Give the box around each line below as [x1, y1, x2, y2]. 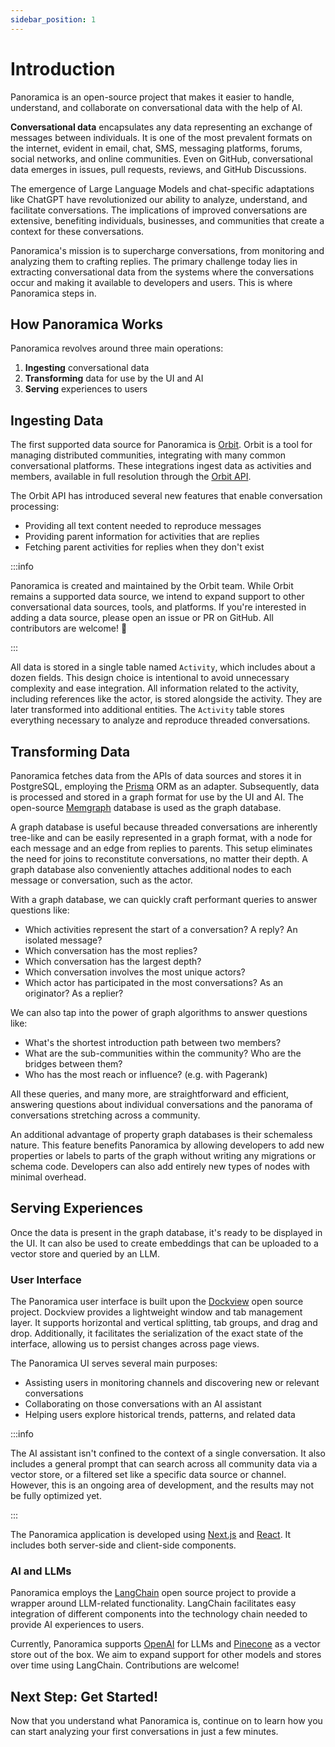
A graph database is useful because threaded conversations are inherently [10, 821, 318, 833]
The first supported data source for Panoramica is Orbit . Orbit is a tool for [10, 439, 313, 451]
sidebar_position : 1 [10, 14, 97, 25]
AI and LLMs [10, 1564, 72, 1578]
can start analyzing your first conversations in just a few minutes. [10, 1726, 279, 1738]
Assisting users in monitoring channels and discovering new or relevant [24, 1377, 320, 1389]
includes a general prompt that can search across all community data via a [10, 1458, 318, 1470]
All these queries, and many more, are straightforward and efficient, [10, 1088, 290, 1100]
